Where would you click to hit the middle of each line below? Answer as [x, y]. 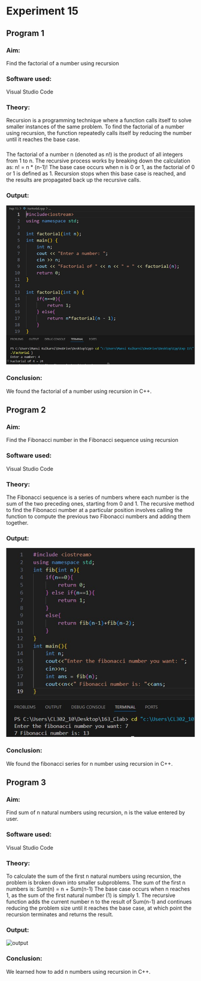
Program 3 [26, 783]
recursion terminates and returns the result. [60, 914]
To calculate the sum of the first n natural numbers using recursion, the [94, 876]
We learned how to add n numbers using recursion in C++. [78, 971]
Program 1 [25, 33]
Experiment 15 [42, 11]
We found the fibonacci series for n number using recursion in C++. [89, 763]
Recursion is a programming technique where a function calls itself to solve [99, 121]
